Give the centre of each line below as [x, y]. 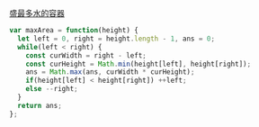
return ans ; [40, 105]
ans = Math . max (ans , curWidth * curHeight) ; [110, 72]
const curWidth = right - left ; [86, 55]
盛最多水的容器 [37, 13]
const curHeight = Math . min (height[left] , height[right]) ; [138, 64]
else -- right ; [52, 89]
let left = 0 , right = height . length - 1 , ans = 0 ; [116, 39]
